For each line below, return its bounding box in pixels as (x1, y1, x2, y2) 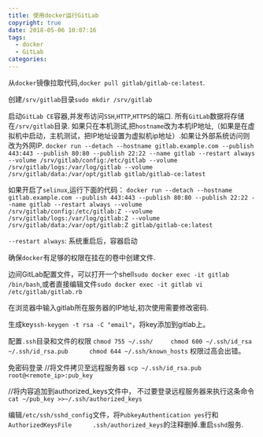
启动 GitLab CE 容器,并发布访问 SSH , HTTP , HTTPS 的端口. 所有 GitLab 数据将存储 (8, 111, 245, 120)
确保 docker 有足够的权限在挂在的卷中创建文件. (8, 252, 156, 262)
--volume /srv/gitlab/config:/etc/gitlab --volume (8, 156, 178, 164)
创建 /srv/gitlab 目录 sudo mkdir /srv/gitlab (8, 94, 153, 104)
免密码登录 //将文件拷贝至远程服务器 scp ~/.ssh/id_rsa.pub (8, 362, 202, 372)
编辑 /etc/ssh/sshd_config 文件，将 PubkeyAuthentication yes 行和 (8, 409, 219, 419)
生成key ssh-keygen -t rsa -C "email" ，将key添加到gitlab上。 (8, 319, 210, 329)
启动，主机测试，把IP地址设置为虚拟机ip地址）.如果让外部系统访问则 (28, 130, 250, 140)
